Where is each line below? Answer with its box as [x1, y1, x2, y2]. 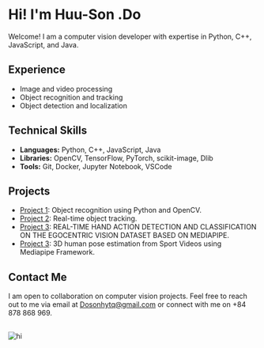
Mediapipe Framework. [19, 248, 96, 257]
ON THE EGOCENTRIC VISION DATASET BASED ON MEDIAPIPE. [19, 231, 229, 240]
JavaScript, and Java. [8, 40, 79, 49]
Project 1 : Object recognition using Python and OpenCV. [19, 206, 202, 215]
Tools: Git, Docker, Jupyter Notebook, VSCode [19, 161, 172, 171]
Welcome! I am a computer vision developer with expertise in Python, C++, [8, 32, 252, 41]
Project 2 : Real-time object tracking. [19, 214, 138, 223]
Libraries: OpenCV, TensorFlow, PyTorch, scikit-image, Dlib [19, 153, 213, 163]
